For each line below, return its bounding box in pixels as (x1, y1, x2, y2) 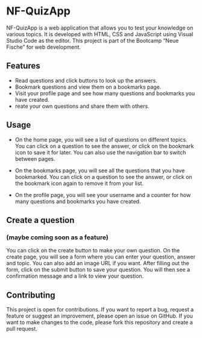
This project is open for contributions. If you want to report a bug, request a (6, 306, 194, 313)
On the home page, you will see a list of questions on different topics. (14, 136, 188, 143)
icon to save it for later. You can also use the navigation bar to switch (14, 149, 186, 156)
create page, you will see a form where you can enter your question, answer (6, 253, 196, 260)
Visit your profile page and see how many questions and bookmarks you (14, 89, 195, 97)
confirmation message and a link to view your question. (6, 272, 144, 280)
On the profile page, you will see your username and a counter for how (14, 191, 191, 198)
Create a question (6, 215, 75, 225)
